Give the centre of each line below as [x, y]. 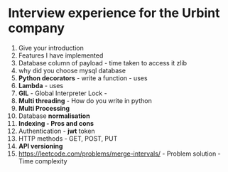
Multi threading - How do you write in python [85, 100]
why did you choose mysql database [72, 70]
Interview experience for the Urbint [114, 13]
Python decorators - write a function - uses [83, 78]
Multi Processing [44, 108]
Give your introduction [51, 48]
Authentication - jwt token [56, 131]
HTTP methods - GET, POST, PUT [68, 138]
